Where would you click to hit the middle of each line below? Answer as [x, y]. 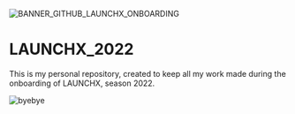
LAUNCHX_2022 [72, 49]
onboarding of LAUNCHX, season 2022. [82, 83]
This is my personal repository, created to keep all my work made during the [148, 73]
